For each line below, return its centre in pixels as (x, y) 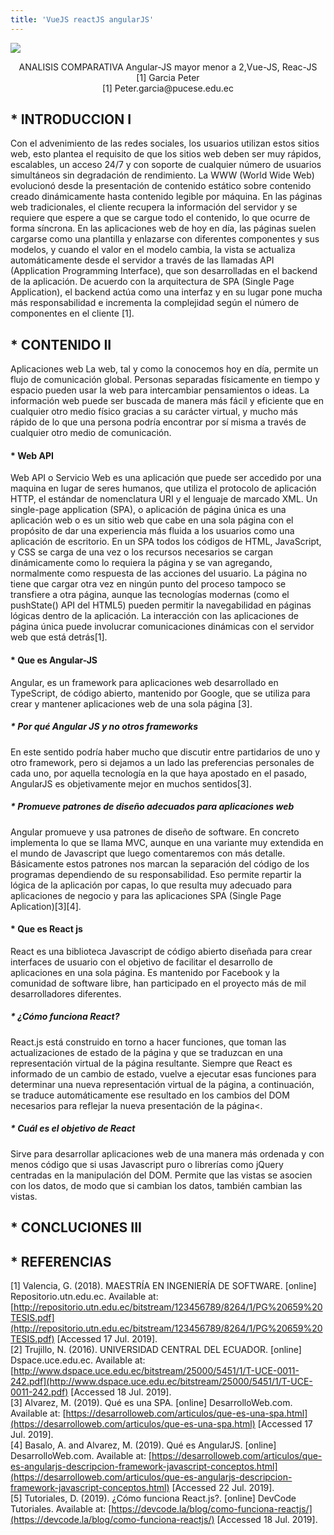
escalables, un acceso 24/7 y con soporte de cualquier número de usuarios (166, 165)
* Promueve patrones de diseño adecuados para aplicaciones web (152, 807)
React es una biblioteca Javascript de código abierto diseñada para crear (161, 951)
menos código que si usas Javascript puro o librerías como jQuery (147, 1164)
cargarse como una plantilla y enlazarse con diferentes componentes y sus (165, 239)
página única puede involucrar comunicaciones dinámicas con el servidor (162, 627)
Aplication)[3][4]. (46, 906)
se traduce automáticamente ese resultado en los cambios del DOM (150, 1095)
